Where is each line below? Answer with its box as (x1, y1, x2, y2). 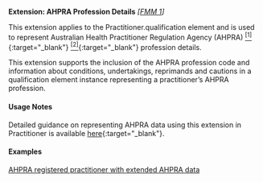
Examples (8, 147, 43, 156)
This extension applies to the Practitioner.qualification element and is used (8, 23, 255, 31)
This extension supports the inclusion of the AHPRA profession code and (8, 58, 250, 68)
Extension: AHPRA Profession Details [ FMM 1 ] (8, 7, 165, 16)
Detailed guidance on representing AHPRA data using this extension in (8, 120, 242, 130)
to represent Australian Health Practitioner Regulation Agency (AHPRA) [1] (8, 31, 252, 42)
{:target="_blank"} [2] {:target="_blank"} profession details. (8, 40, 203, 52)
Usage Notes (8, 101, 53, 111)
